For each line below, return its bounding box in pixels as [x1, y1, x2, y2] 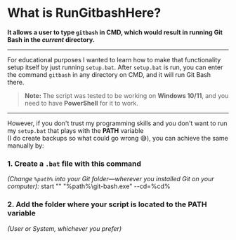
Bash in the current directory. [7, 35, 95, 43]
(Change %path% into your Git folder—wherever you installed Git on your [7, 175, 214, 183]
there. [7, 78, 25, 86]
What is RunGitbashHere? [7, 5, 162, 21]
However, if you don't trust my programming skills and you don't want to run [7, 119, 228, 127]
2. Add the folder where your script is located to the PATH [7, 199, 207, 209]
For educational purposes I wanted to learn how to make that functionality [7, 55, 221, 64]
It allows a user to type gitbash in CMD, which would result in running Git [7, 28, 223, 36]
